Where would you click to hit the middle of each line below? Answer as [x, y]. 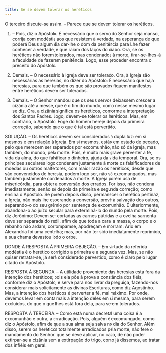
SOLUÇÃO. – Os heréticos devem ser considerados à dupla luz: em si [76, 136]
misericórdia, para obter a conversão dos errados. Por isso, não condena [80, 184]
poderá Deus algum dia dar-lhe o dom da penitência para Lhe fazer [81, 44]
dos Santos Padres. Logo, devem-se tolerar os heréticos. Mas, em [80, 116]
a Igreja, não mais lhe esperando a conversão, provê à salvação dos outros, [82, 200]
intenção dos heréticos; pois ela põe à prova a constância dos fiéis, [74, 277]
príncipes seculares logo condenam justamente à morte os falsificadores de [83, 163]
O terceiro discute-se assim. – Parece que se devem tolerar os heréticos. [80, 24]
